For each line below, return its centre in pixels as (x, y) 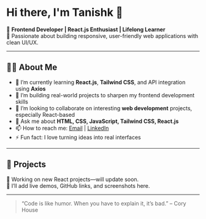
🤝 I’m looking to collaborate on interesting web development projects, (104, 108)
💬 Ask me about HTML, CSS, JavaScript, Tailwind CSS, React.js (97, 121)
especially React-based (45, 114)
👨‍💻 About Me (32, 68)
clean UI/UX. (22, 42)
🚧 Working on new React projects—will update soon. (73, 179)
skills (22, 102)
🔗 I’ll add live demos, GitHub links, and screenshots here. (78, 185)
